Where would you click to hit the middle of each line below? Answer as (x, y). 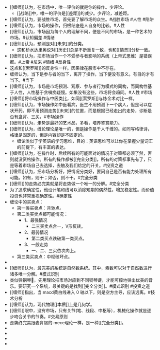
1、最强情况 (36, 220)
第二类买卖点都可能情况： (42, 214)
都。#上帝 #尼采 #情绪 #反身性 (40, 62)
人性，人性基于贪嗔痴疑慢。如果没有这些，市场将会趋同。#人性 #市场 (83, 92)
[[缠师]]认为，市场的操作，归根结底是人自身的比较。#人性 (67, 25)
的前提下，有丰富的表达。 (42, 147)
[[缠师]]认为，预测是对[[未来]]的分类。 (48, 44)
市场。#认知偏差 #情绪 (32, 37)
